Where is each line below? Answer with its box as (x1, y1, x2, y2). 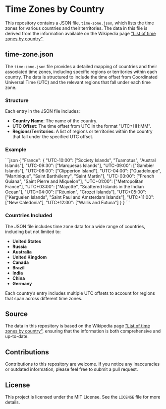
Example (5, 146, 27, 153)
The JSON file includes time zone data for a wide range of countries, (5, 223, 145, 229)
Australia (12, 248, 32, 254)
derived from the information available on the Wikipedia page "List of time (5, 30, 156, 36)
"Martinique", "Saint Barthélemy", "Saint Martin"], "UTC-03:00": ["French (5, 173, 155, 179)
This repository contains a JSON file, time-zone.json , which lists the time (5, 20, 155, 26)
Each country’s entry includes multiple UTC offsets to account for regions (5, 290, 155, 296)
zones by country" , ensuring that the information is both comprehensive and (5, 328, 161, 334)
